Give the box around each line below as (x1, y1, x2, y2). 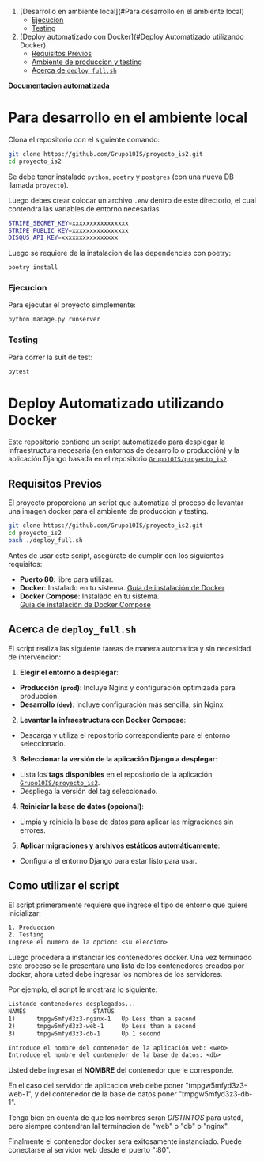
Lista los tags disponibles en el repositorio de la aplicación (19, 769, 213, 779)
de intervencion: (8, 652, 62, 662)
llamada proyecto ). (8, 180, 69, 189)
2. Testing (8, 931, 44, 939)
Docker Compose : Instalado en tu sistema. (19, 591, 160, 601)
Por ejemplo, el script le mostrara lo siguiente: (8, 985, 158, 994)
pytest (8, 367, 30, 375)
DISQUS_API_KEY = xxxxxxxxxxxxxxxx (8, 234, 119, 242)
